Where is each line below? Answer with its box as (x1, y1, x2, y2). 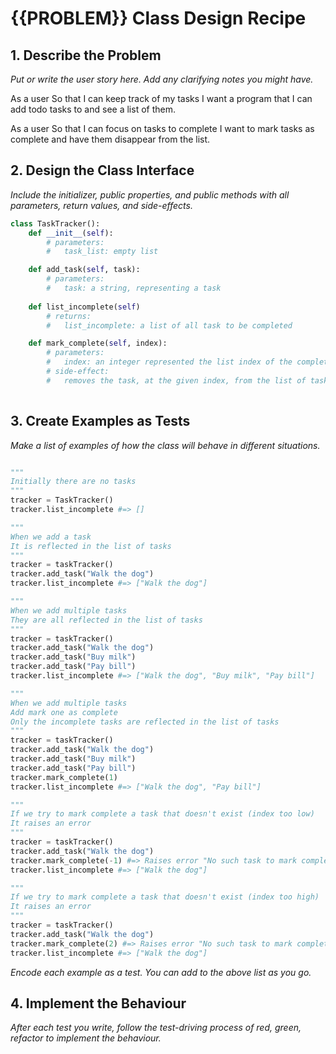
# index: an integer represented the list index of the (46, 357, 293, 367)
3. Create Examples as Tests (10, 413, 191, 430)
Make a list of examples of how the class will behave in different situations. (10, 439, 321, 451)
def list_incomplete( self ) (28, 302, 141, 312)
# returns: (46, 311, 92, 321)
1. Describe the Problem (10, 47, 162, 64)
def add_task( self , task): (28, 265, 141, 275)
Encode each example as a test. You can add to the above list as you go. (10, 966, 312, 978)
